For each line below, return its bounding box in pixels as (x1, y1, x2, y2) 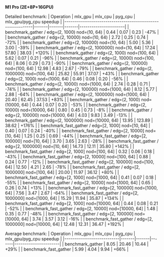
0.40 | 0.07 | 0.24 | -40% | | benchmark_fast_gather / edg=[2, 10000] (5, 128, 144, 133)
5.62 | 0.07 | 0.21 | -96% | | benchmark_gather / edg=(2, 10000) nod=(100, (5, 55, 155, 61)
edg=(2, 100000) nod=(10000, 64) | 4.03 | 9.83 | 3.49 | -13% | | (5, 112, 133, 118)
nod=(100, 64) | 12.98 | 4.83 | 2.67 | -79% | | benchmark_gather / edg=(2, (5, 65, 153, 71)
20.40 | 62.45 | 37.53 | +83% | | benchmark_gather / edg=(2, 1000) (5, 97, 141, 102)
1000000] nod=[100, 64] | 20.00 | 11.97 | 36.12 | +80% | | (5, 170, 119, 175)
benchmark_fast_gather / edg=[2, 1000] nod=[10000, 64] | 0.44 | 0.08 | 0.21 (5, 200, 158, 206)
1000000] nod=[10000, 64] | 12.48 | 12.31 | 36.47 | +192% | (5, 221, 124, 227)
